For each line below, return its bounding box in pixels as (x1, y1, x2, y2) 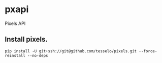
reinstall (5, 53, 26, 58)
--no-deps (27, 53, 49, 58)
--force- (139, 48, 157, 54)
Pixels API (5, 20, 26, 26)
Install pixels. (5, 35, 48, 44)
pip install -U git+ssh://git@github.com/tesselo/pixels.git (5, 48, 137, 54)
